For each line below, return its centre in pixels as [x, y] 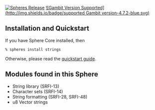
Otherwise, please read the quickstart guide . [51, 58]
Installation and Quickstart [47, 28]
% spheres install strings [33, 50]
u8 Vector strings [30, 102]
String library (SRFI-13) [36, 86]
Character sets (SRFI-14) [38, 91]
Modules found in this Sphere [52, 74]
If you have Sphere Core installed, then [45, 40]
